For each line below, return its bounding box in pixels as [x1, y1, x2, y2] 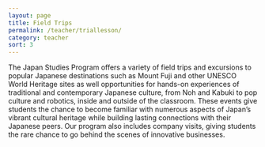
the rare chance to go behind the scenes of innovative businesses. [8, 130, 225, 139]
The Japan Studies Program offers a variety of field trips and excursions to [8, 62, 252, 72]
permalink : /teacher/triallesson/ [8, 26, 123, 34]
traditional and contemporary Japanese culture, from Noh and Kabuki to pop [8, 88, 258, 97]
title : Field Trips [8, 19, 73, 27]
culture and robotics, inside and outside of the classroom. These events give [8, 96, 258, 106]
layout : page [8, 11, 51, 20]
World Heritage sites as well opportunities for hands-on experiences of [8, 80, 240, 89]
